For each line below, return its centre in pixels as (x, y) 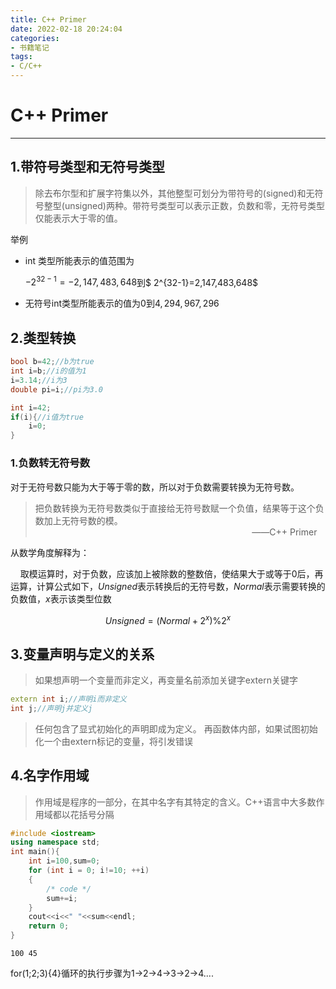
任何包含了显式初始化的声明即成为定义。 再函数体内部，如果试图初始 (176, 728)
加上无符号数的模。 (83, 520)
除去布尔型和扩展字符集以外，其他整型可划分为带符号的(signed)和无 (174, 193)
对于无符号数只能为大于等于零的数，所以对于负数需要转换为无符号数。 (155, 487)
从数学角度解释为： (50, 552)
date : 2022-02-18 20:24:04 (66, 29)
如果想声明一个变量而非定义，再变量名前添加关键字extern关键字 (166, 680)
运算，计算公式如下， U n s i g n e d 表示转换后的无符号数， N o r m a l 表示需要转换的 (168, 586)
